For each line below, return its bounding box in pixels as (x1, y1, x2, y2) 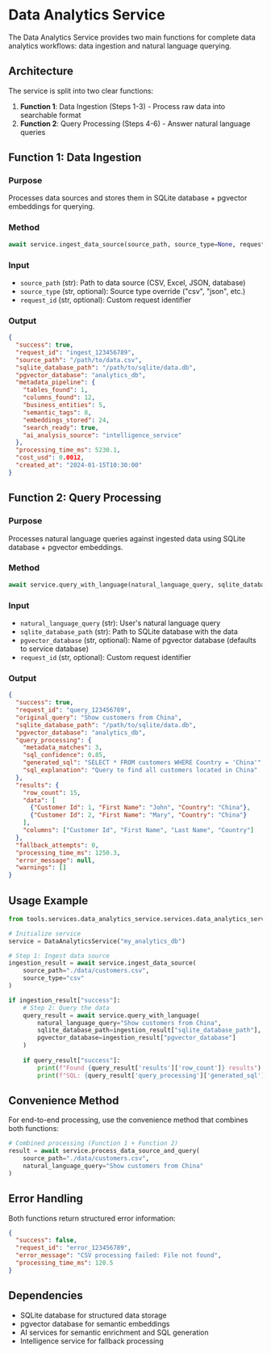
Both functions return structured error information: (8, 1213, 176, 1223)
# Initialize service (8, 929, 81, 938)
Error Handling (8, 1192, 83, 1205)
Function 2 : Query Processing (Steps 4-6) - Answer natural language (19, 119, 252, 128)
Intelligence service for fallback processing (19, 1335, 164, 1346)
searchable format (19, 110, 81, 120)
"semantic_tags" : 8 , (23, 408, 92, 417)
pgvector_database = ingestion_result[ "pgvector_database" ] (37, 1034, 236, 1042)
